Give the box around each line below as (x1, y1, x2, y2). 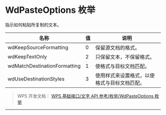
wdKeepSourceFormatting (7, 44, 69, 51)
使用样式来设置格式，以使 (95, 72, 155, 79)
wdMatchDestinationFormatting (7, 62, 81, 69)
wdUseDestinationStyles (7, 75, 65, 82)
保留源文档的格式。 (95, 44, 140, 51)
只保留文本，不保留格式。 (95, 53, 155, 60)
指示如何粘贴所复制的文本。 (5, 22, 62, 28)
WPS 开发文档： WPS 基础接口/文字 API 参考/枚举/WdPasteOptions (17, 93, 154, 99)
